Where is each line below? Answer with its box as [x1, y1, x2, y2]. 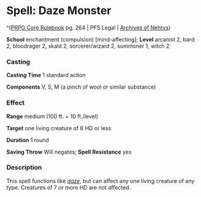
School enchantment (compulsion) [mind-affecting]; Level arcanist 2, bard [6, 35, 195, 43]
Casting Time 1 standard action [6, 72, 86, 79]
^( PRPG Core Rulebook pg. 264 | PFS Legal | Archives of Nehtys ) [6, 24, 171, 31]
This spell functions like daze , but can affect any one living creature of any [6, 177, 195, 184]
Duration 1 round [6, 136, 49, 144]
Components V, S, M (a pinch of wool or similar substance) [6, 83, 156, 91]
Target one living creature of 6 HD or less [6, 124, 112, 132]
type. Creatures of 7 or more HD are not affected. [6, 184, 131, 191]
